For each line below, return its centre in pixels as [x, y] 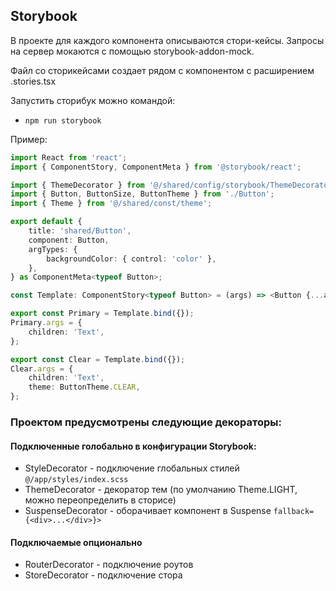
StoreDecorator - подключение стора [103, 575]
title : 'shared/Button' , [80, 231]
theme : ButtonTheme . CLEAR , [84, 387]
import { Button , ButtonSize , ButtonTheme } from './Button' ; [142, 194]
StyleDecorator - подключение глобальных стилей [132, 468]
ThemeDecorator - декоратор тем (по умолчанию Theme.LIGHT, [161, 490]
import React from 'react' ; [69, 157]
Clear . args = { [42, 369]
